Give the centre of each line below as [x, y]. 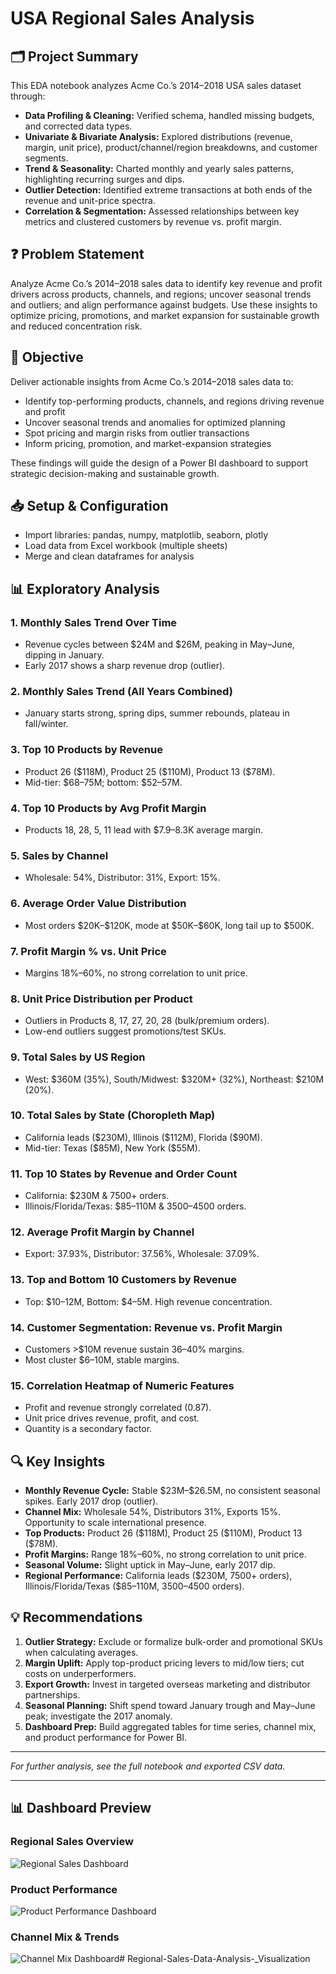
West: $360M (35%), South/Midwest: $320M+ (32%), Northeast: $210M [174, 1079]
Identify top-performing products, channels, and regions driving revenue [174, 401]
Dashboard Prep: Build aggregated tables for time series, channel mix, [170, 1726]
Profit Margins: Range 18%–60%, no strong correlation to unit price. [165, 1554]
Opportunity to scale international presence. [115, 1523]
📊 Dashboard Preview [81, 1808]
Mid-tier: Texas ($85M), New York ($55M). [112, 1148]
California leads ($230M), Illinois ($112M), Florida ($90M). [143, 1137]
